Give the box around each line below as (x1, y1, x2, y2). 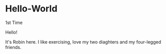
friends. (5, 44, 22, 50)
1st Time (5, 19, 23, 25)
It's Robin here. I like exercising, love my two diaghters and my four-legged (5, 38, 161, 45)
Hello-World (5, 3, 58, 14)
